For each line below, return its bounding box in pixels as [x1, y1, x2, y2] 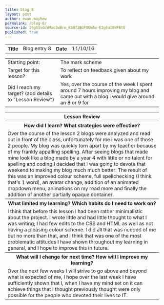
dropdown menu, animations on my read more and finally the [7, 185, 147, 192]
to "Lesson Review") [7, 96, 55, 103]
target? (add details [7, 90, 52, 97]
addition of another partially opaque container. [7, 191, 114, 198]
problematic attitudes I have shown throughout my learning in [7, 239, 148, 245]
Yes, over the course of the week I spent [60, 81, 153, 87]
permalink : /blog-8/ [5, 21, 47, 26]
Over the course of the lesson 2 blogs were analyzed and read [7, 130, 150, 137]
